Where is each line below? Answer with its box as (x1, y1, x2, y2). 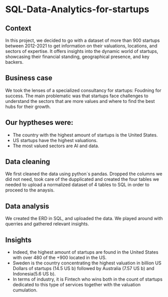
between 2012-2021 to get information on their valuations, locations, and (5, 43, 158, 49)
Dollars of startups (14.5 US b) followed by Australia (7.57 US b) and (12, 265, 154, 272)
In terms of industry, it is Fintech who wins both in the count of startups (12, 276, 163, 282)
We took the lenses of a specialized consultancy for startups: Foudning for (5, 87, 162, 93)
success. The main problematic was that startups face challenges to (5, 93, 149, 99)
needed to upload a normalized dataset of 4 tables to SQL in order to (5, 182, 150, 188)
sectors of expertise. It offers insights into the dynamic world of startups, (5, 48, 159, 54)
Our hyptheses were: (5, 118, 74, 127)
